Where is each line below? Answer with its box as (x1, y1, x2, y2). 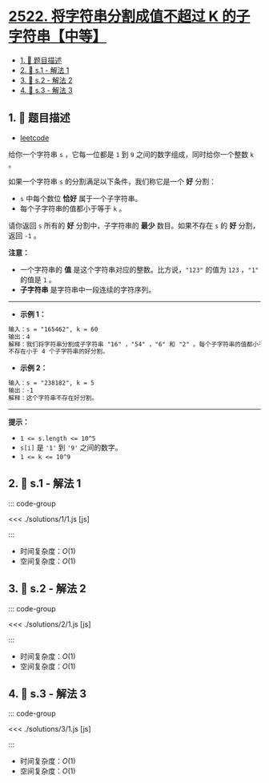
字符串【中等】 (8, 27, 107, 46)
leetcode (19, 133, 50, 143)
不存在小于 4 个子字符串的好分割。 (8, 348, 109, 356)
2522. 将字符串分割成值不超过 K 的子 (8, 7, 251, 26)
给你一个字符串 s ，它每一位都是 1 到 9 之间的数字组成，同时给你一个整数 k (8, 149, 255, 159)
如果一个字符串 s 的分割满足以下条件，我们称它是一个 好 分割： (8, 176, 216, 186)
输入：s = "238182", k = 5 (8, 379, 94, 387)
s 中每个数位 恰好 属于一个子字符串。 (19, 193, 143, 203)
